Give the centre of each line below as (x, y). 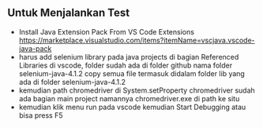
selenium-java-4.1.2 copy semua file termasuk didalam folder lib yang (132, 73)
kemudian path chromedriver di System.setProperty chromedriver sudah (137, 90)
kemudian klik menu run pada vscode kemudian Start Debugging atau (132, 107)
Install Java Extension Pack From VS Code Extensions (107, 31)
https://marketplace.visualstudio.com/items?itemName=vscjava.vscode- (137, 40)
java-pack (35, 48)
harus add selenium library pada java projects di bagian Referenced (129, 57)
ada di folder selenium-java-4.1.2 (72, 82)
